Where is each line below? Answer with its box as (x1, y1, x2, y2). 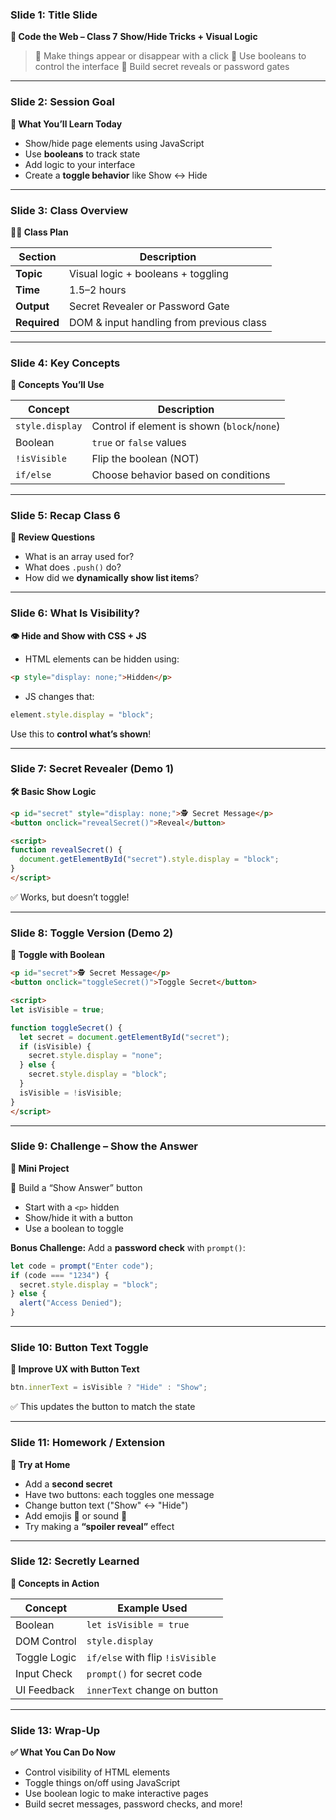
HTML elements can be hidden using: (24, 653, 180, 665)
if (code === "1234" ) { (10, 1270, 110, 1280)
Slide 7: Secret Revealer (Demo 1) (10, 762, 175, 776)
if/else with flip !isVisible (86, 1650, 217, 1664)
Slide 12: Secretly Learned (10, 1554, 140, 1568)
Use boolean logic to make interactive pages (24, 1788, 209, 1800)
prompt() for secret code (86, 1666, 203, 1680)
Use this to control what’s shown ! (10, 728, 152, 740)
